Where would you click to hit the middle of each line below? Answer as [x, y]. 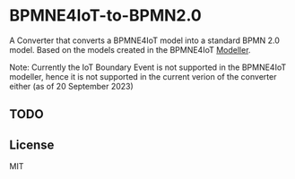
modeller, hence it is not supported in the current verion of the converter [143, 76]
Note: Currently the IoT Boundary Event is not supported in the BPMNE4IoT [148, 67]
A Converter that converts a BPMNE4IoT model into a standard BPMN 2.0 [145, 40]
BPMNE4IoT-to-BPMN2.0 [105, 16]
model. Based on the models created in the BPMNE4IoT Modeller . [130, 49]
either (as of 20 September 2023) [72, 86]
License [32, 145]
